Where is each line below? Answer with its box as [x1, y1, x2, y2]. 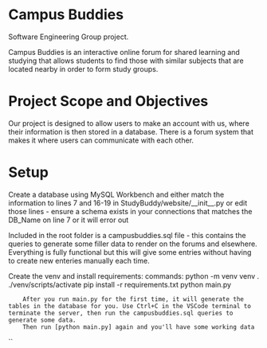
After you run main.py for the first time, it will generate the [22, 295, 245, 303]
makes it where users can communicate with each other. [8, 135, 194, 145]
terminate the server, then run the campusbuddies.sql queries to [8, 309, 234, 317]
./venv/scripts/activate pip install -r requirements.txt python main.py [8, 280, 232, 289]
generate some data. [8, 316, 77, 324]
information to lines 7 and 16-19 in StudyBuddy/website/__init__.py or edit [8, 197, 248, 208]
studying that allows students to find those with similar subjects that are [8, 56, 245, 65]
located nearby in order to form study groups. [8, 64, 159, 73]
